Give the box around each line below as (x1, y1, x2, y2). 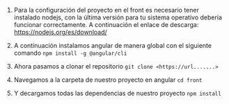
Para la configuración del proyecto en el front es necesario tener (13, 6, 200, 14)
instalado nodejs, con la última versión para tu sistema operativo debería (13, 13, 223, 21)
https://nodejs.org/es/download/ (13, 28, 108, 36)
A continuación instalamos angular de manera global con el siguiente (13, 42, 212, 49)
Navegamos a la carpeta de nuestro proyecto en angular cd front (13, 76, 203, 84)
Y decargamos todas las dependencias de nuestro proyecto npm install (13, 89, 221, 97)
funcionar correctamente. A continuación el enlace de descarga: (13, 21, 199, 28)
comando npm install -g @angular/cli (13, 49, 127, 57)
